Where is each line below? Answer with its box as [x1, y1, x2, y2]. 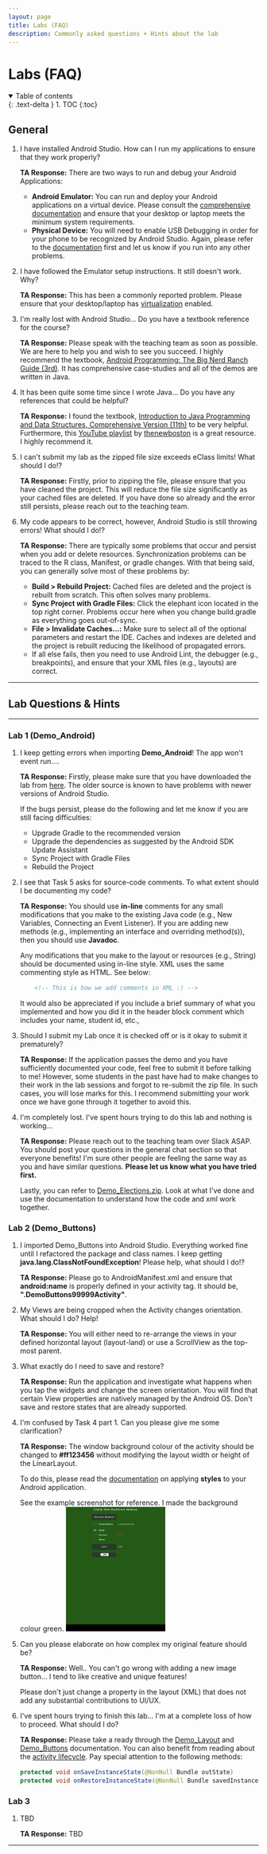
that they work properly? [19, 152, 101, 163]
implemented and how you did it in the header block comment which [19, 1007, 245, 1017]
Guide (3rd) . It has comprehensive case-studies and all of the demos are [19, 363, 258, 374]
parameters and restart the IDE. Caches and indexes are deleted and [31, 633, 257, 642]
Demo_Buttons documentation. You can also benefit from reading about [19, 1743, 256, 1753]
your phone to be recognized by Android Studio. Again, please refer [31, 234, 254, 244]
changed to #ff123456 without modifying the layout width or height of [19, 1450, 250, 1460]
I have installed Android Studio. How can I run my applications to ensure [19, 144, 256, 154]
